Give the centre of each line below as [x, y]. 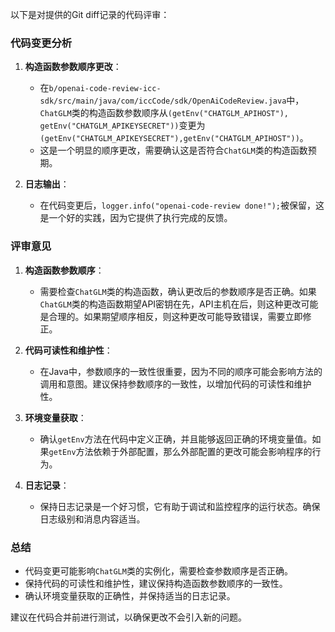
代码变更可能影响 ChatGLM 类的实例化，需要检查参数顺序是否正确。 [158, 570]
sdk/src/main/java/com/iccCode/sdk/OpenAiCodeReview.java [163, 101]
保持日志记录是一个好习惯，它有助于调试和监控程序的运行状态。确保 [180, 506]
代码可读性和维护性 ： [68, 350]
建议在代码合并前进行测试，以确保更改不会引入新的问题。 [128, 617]
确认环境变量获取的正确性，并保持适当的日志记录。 [130, 595]
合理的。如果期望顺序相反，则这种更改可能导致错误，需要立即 [175, 316]
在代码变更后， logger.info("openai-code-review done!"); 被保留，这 [182, 205]
